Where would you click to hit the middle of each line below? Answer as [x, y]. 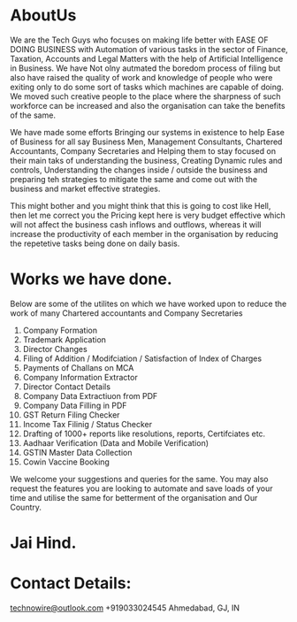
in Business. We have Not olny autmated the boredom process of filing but [145, 68]
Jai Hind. [43, 543]
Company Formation [60, 330]
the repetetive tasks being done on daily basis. [95, 243]
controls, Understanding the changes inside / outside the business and [139, 170]
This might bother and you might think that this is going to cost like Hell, [141, 205]
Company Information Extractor [80, 377]
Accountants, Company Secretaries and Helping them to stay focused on [143, 150]
